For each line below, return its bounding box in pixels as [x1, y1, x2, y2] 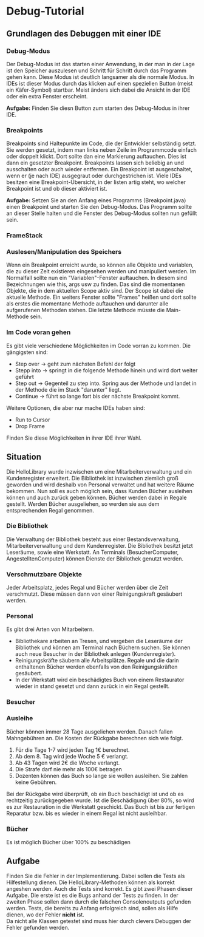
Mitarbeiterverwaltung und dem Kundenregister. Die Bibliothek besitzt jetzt [6, 542, 193, 549]
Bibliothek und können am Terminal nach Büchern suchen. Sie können [15, 644, 191, 651]
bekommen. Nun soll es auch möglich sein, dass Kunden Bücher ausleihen [6, 487, 193, 494]
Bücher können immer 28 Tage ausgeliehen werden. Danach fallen [6, 727, 173, 735]
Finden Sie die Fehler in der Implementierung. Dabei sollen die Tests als [6, 872, 185, 879]
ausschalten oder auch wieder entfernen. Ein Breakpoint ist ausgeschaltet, [6, 166, 192, 173]
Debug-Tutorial [6, 4, 84, 18]
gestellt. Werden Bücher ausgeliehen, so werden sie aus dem [6, 500, 160, 508]
